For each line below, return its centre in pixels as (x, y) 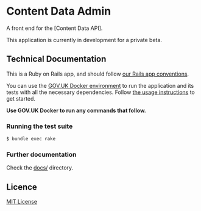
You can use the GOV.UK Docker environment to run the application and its (100, 85)
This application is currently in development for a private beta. (84, 40)
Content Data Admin (59, 11)
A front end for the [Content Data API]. (55, 28)
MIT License (22, 202)
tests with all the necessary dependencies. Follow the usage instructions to (100, 92)
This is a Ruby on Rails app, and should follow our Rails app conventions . (98, 74)
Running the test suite (40, 126)
